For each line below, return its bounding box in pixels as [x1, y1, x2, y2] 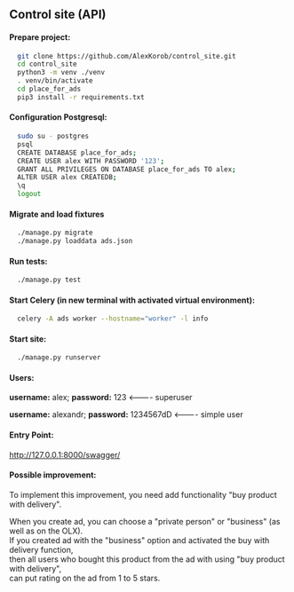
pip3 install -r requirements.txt [17, 92, 145, 101]
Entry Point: [9, 430, 54, 440]
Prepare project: [9, 31, 71, 43]
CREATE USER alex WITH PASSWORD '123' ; [17, 156, 165, 165]
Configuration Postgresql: [9, 112, 107, 122]
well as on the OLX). [9, 525, 83, 536]
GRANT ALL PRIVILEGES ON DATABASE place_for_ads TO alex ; [17, 164, 237, 174]
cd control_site [17, 59, 77, 69]
